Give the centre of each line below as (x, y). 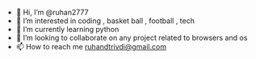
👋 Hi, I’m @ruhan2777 (52, 12)
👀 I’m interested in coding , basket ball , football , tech (105, 21)
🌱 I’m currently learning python (67, 29)
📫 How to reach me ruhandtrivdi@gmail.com (91, 47)
